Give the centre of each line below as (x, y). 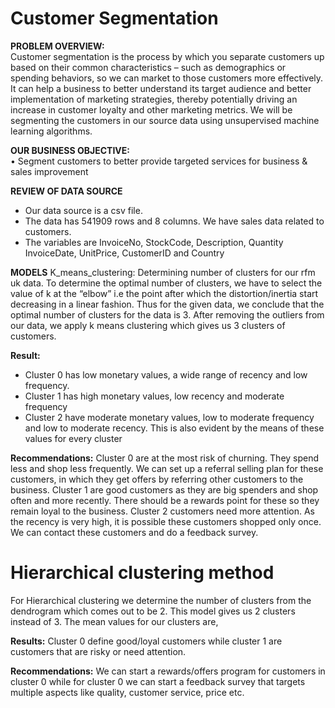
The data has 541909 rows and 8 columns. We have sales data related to (174, 221)
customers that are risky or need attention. (98, 651)
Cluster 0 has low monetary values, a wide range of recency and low (166, 374)
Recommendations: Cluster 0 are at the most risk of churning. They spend (165, 458)
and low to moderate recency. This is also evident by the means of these (174, 428)
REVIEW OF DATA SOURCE (66, 191)
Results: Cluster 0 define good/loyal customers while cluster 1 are (146, 641)
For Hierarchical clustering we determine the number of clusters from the (161, 600)
